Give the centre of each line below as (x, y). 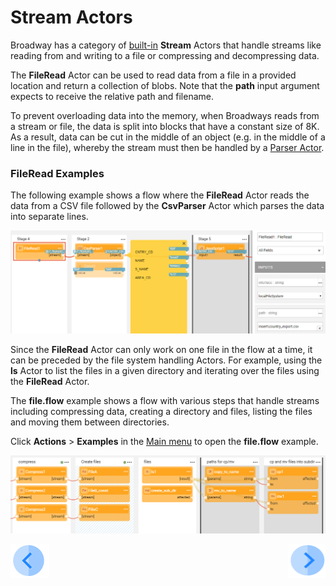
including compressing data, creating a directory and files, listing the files (161, 412)
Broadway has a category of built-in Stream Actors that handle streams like (166, 45)
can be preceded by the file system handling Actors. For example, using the (166, 360)
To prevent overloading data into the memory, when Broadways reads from (165, 115)
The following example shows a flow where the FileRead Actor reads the (160, 195)
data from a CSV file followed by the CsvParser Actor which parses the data (167, 206)
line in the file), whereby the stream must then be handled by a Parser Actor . (167, 147)
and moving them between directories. (90, 422)
